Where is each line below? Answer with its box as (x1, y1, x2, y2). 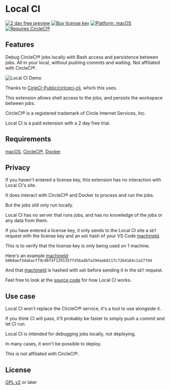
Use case (5, 292, 36, 300)
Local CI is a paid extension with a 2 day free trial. (5, 120, 111, 126)
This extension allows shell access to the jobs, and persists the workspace (5, 94, 163, 100)
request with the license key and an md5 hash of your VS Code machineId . (5, 233, 160, 239)
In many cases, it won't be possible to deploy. (5, 341, 102, 347)
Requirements (5, 135, 51, 143)
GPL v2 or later (5, 379, 37, 385)
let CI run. (5, 321, 26, 327)
